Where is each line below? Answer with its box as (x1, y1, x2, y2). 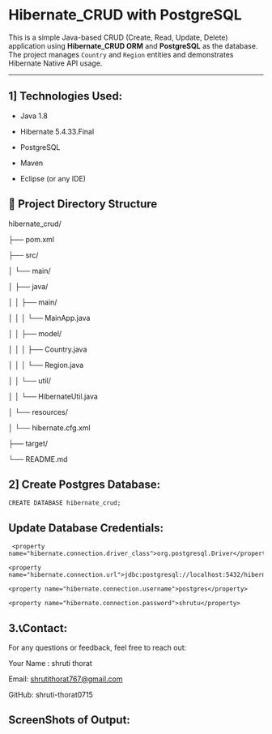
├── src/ (8, 250, 39, 260)
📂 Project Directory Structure (8, 197, 158, 211)
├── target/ (8, 438, 49, 448)
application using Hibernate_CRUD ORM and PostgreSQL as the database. (8, 41, 258, 50)
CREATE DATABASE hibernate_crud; (8, 499, 121, 507)
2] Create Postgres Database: (8, 477, 160, 491)
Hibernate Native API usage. (8, 58, 103, 68)
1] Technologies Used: (8, 89, 123, 103)
